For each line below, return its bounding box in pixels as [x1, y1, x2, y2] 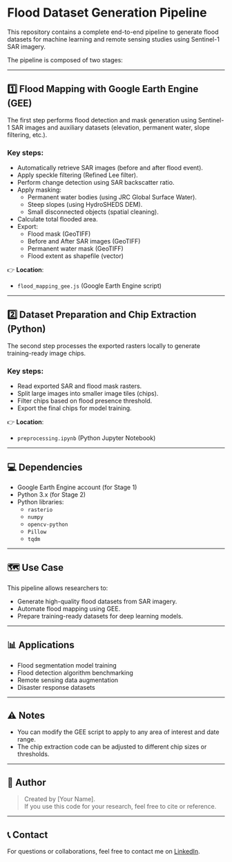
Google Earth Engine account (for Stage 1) [17, 483, 137, 491]
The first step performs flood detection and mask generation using [7, 116, 197, 124]
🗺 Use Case [7, 562, 64, 574]
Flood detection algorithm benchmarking [17, 668, 133, 677]
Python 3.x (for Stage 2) [17, 490, 86, 499]
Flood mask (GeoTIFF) [27, 230, 91, 238]
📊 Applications [7, 639, 75, 651]
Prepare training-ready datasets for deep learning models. [17, 612, 184, 620]
